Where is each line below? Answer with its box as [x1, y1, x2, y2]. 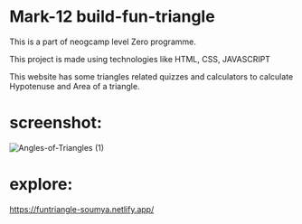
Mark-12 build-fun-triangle [9, 6, 215, 27]
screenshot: [9, 113, 102, 133]
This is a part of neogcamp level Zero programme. [9, 36, 196, 47]
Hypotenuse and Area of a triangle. [9, 80, 140, 91]
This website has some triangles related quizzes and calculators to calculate [9, 70, 294, 82]
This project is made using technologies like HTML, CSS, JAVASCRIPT [9, 53, 271, 64]
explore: [9, 174, 73, 195]
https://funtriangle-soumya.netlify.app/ [9, 203, 155, 214]
